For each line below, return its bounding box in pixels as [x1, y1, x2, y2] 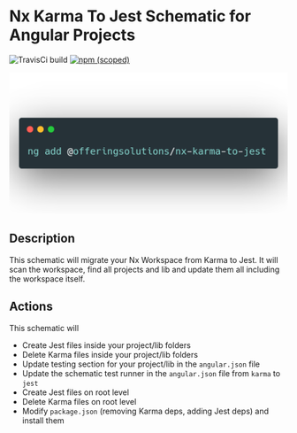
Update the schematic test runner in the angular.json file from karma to [21, 367, 281, 378]
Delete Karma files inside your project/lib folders [21, 349, 199, 360]
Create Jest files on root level [21, 387, 130, 398]
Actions [9, 299, 53, 314]
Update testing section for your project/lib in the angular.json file [21, 359, 261, 369]
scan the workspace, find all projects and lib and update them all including [9, 264, 280, 274]
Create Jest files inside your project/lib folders [21, 339, 192, 351]
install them [21, 414, 65, 426]
